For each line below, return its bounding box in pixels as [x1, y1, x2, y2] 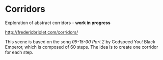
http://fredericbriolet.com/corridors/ [5, 29, 79, 35]
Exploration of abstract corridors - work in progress [5, 20, 110, 26]
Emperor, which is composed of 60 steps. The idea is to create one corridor [5, 44, 159, 50]
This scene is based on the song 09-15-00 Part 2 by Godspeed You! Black [5, 38, 156, 45]
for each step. [5, 49, 33, 55]
